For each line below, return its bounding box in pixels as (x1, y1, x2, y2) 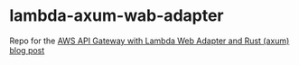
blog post (9, 44, 45, 55)
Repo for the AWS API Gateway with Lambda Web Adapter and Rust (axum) (9, 35, 290, 46)
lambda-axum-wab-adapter (9, 5, 224, 26)
